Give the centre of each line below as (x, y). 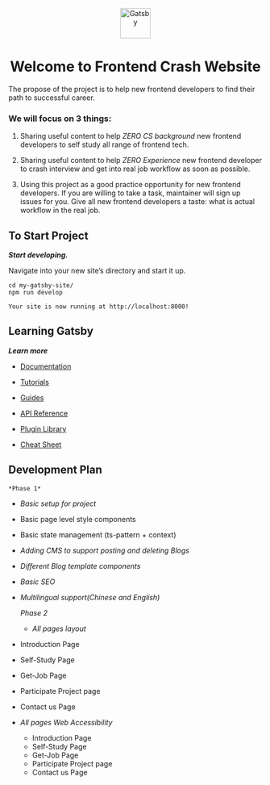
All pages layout (59, 628)
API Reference (44, 413)
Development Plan (55, 470)
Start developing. (38, 255)
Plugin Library (43, 428)
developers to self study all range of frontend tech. (104, 144)
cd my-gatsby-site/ (41, 286)
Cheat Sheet (41, 445)
